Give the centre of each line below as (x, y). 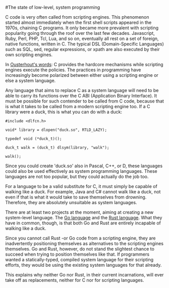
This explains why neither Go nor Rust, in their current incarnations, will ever (84, 275)
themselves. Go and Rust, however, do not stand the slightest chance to (80, 249)
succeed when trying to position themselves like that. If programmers (77, 254)
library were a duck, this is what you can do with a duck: (64, 112)
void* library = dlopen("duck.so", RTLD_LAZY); (56, 130)
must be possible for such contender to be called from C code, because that (84, 101)
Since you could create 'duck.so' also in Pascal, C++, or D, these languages (84, 166)
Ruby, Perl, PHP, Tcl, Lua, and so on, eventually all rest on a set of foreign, (82, 38)
